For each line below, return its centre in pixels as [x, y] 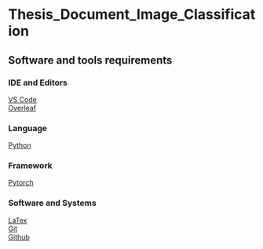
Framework [30, 166]
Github [19, 236]
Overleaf [22, 108]
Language [28, 128]
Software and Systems [52, 203]
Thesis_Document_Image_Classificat [132, 15]
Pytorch [21, 183]
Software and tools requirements [90, 60]
